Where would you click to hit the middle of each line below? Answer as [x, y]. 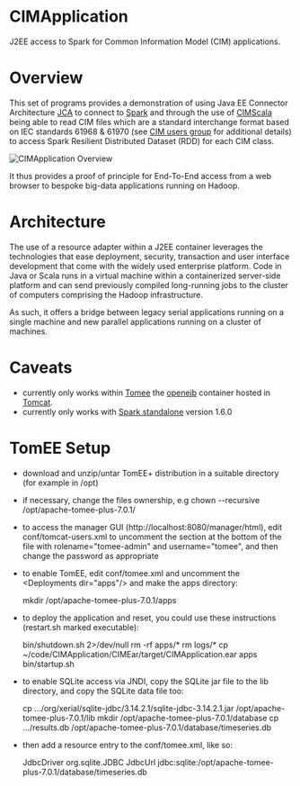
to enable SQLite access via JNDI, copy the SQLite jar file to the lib [146, 681]
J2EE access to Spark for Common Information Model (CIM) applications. [145, 41]
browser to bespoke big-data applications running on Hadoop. [125, 185]
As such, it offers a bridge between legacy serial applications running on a [147, 312]
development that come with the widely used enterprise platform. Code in [146, 266]
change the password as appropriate [90, 556]
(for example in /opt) [60, 483]
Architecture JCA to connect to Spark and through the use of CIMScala [141, 112]
